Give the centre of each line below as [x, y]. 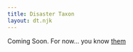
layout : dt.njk [30, 21]
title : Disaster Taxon [41, 14]
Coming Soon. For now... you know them [67, 41]
